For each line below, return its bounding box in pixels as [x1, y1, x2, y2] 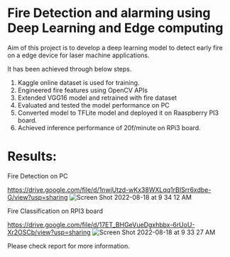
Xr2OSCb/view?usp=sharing [7, 228, 91, 236]
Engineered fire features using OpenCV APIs [17, 86, 148, 94]
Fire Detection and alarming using [7, 5, 211, 21]
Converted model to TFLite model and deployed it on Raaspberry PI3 [17, 108, 219, 117]
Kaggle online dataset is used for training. [17, 78, 140, 86]
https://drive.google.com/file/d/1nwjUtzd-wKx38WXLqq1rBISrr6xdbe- [7, 185, 212, 194]
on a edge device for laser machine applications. [7, 51, 150, 59]
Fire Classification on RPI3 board [7, 207, 104, 215]
